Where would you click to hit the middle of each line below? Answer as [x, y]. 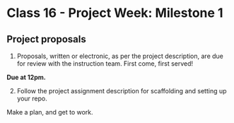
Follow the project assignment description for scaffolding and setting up [122, 91]
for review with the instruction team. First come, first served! [105, 64]
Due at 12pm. [27, 77]
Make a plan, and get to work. [50, 112]
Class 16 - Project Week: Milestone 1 [115, 13]
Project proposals [46, 39]
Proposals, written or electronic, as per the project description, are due [120, 56]
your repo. [32, 98]
